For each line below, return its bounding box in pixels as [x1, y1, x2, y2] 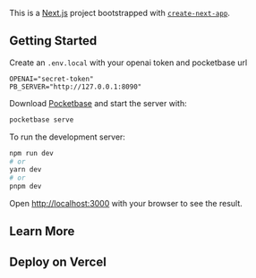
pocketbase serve [9, 115, 74, 124]
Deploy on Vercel [9, 254, 107, 269]
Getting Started [9, 33, 98, 48]
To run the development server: [9, 131, 125, 142]
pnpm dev [9, 182, 42, 191]
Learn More [9, 223, 75, 240]
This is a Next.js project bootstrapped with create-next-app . [9, 8, 231, 18]
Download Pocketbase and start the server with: [9, 97, 187, 108]
